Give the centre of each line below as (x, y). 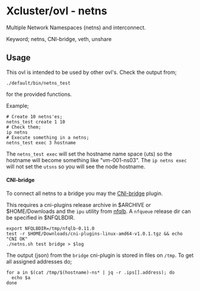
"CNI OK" (17, 239)
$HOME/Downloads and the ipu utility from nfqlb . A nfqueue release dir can (99, 211)
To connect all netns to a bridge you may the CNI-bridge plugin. (84, 193)
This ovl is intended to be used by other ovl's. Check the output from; (92, 72)
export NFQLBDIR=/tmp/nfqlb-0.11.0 (50, 228)
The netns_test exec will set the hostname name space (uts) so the (89, 154)
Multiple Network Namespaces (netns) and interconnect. (76, 27)
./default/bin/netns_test (38, 83)
